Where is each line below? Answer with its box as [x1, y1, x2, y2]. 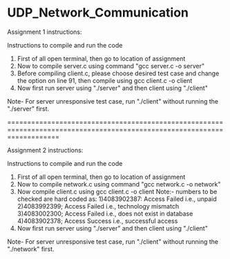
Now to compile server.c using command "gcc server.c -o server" [17, 61, 205, 70]
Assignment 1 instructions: [7, 28, 82, 36]
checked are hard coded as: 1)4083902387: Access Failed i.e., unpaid [17, 195, 218, 203]
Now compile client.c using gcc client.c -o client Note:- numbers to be [17, 187, 218, 195]
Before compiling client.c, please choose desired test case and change [17, 69, 220, 77]
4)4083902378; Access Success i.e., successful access [17, 216, 178, 225]
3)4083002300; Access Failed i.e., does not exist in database [17, 209, 193, 218]
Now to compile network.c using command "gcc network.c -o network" [17, 180, 221, 188]
